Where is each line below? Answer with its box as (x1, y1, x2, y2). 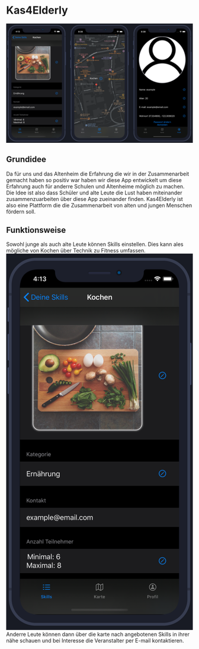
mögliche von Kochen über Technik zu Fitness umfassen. (6, 247, 146, 254)
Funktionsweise (6, 225, 66, 235)
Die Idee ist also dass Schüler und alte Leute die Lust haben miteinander (6, 189, 182, 196)
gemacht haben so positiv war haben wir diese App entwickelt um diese (6, 176, 182, 184)
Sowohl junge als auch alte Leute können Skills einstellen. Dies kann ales (6, 241, 184, 248)
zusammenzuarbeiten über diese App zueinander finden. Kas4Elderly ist (6, 195, 184, 202)
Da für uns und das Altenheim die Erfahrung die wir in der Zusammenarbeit (6, 170, 190, 177)
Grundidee (6, 155, 46, 165)
